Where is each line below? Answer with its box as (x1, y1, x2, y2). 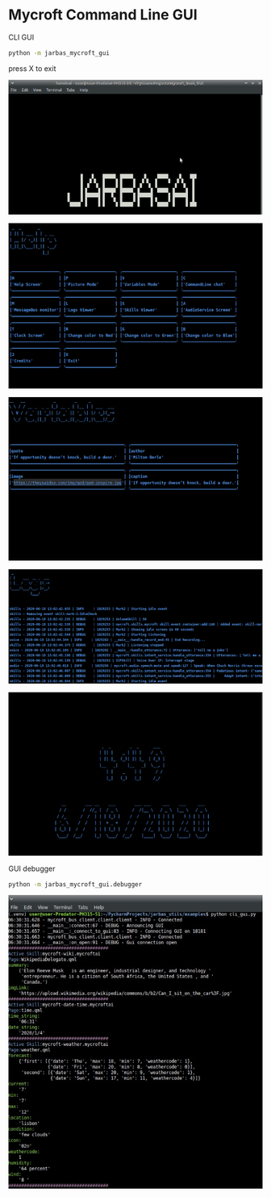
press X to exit (8, 63, 56, 73)
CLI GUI (8, 32, 35, 42)
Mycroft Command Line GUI (8, 6, 198, 24)
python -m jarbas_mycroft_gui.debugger (8, 880, 143, 889)
